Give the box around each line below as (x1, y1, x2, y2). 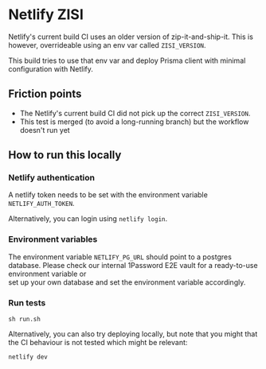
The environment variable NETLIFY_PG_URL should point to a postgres (8, 252, 233, 262)
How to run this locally (8, 149, 122, 162)
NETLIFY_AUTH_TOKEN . (8, 199, 75, 208)
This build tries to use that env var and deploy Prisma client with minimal (8, 56, 246, 65)
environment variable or (8, 269, 87, 278)
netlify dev (8, 353, 48, 361)
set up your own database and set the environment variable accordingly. (8, 277, 246, 287)
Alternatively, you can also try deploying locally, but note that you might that (8, 329, 258, 339)
